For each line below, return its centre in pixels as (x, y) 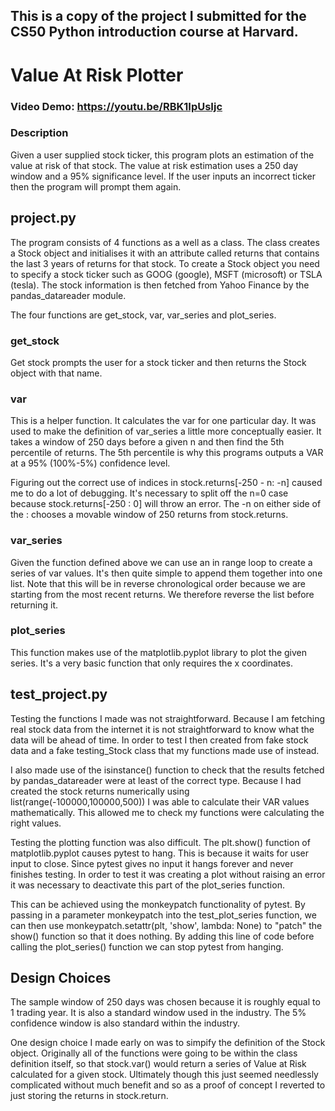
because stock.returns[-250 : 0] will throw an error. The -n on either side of (166, 504)
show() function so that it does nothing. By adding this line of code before (162, 936)
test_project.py (59, 694)
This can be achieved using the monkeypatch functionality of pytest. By (158, 904)
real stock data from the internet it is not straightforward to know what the (162, 729)
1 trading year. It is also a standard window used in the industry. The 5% (158, 1013)
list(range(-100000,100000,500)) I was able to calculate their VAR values (160, 801)
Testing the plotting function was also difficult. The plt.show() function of (160, 842)
